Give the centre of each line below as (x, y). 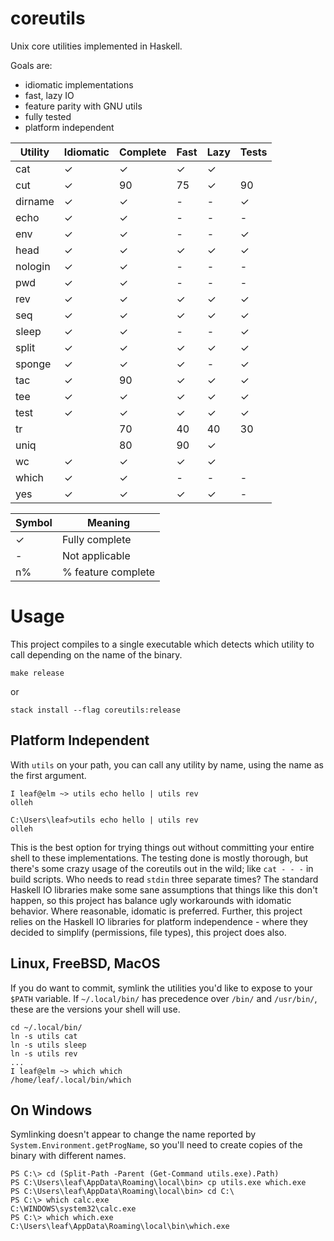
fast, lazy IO (49, 95)
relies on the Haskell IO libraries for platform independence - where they (159, 921)
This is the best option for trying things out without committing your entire (162, 847)
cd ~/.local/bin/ (46, 1027)
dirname (35, 201)
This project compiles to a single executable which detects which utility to (162, 644)
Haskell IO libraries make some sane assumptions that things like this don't (164, 889)
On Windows (51, 1110)
